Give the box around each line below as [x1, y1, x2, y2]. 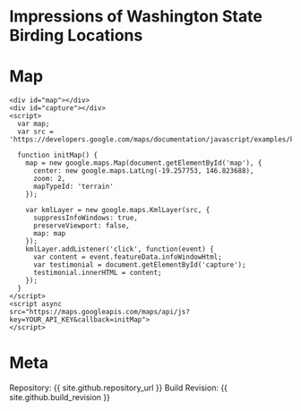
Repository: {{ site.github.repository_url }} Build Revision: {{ [9, 382, 228, 393]
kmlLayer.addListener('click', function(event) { [25, 244, 215, 254]
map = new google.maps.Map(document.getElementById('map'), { [25, 158, 262, 167]
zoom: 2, [32, 175, 66, 184]
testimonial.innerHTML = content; [32, 269, 163, 278]
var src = [17, 127, 54, 136]
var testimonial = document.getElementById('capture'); [32, 261, 246, 270]
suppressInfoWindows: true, [32, 213, 139, 223]
